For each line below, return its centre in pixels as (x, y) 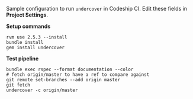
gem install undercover (36, 47)
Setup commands (28, 26)
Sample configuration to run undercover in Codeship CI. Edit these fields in (97, 9)
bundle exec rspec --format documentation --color (70, 69)
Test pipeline (22, 58)
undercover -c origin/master (42, 90)
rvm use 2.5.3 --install (37, 37)
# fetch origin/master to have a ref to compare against (78, 75)
